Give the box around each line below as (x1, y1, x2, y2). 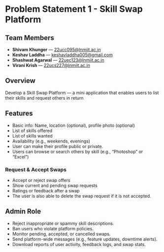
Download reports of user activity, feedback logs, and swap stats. (12, 241, 146, 247)
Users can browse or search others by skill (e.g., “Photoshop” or (12, 148, 143, 154)
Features (5, 109, 33, 118)
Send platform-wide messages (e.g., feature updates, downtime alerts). (12, 236, 158, 242)
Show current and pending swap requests (12, 182, 98, 188)
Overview (5, 76, 36, 85)
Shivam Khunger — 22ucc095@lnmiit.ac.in (12, 47, 101, 52)
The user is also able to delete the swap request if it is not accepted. (12, 193, 151, 199)
